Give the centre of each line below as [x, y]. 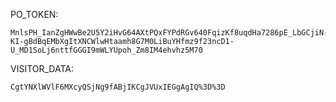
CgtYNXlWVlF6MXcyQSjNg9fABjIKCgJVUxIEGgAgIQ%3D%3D [118, 87]
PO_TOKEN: [34, 14]
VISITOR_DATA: [42, 68]
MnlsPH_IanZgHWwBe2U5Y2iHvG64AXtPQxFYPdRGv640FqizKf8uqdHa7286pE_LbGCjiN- [169, 33]
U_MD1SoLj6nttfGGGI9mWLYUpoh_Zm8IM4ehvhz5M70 [106, 50]
